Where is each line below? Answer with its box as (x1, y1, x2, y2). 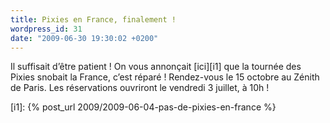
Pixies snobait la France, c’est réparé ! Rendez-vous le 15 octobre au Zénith (10, 71, 320, 83)
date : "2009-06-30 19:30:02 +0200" (10, 33, 159, 43)
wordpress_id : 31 (10, 24, 83, 34)
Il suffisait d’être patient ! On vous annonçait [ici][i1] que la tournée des (10, 61, 302, 73)
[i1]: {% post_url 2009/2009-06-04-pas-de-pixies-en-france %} (10, 101, 277, 113)
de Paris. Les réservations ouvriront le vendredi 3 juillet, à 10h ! (10, 82, 270, 94)
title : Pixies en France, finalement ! (10, 14, 177, 25)
